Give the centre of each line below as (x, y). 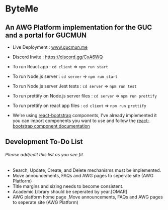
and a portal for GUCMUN (46, 35)
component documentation (62, 126)
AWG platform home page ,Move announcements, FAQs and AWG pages (88, 197)
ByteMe (22, 9)
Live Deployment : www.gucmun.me (50, 47)
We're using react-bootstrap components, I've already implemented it (85, 115)
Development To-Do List (44, 142)
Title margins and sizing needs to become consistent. (68, 186)
